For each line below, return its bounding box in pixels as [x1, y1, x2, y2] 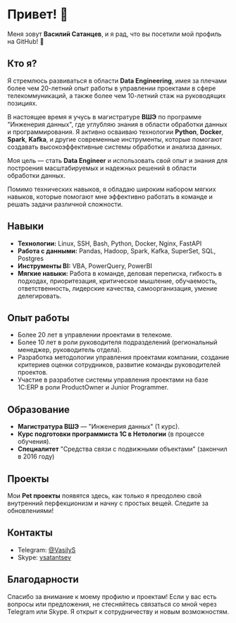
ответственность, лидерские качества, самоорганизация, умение [17, 284, 218, 292]
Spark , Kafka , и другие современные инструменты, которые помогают [7, 135, 223, 143]
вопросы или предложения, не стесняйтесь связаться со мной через [7, 600, 217, 608]
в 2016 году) [17, 452, 55, 461]
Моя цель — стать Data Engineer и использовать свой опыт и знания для [7, 156, 228, 164]
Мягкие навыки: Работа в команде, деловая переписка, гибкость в [17, 269, 222, 277]
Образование [7, 404, 70, 416]
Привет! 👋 [7, 6, 68, 23]
